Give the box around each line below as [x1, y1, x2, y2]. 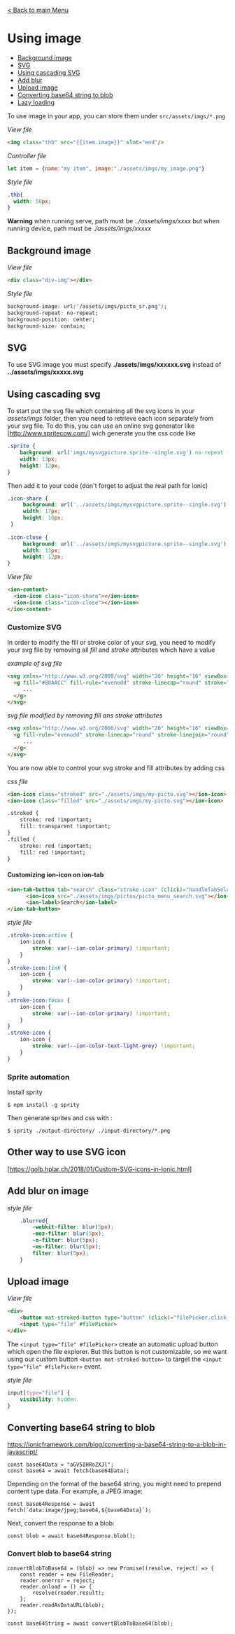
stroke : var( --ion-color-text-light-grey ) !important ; [32, 1042, 196, 1049]
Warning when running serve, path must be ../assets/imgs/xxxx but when [7, 217, 220, 225]
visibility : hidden [20, 1396, 77, 1403]
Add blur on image [7, 1185, 89, 1197]
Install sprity [7, 1088, 43, 1096]
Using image [7, 31, 82, 46]
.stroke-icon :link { [7, 964, 68, 972]
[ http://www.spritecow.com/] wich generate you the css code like [7, 429, 196, 438]
